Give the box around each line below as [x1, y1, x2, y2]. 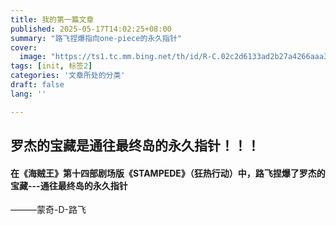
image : [19, 52, 47, 62]
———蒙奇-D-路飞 [10, 204, 87, 216]
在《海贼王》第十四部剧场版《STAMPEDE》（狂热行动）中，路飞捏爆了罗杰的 [10, 167, 326, 179]
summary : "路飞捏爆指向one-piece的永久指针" [10, 33, 183, 43]
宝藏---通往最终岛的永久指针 [10, 179, 128, 191]
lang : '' [10, 89, 47, 99]
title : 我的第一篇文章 [10, 14, 95, 25]
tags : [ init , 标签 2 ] [10, 61, 93, 71]
